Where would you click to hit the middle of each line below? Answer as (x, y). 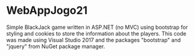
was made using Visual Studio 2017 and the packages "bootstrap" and (94, 40)
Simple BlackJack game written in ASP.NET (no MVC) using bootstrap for (97, 27)
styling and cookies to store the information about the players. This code (96, 33)
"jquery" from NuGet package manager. (56, 46)
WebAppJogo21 (47, 11)
